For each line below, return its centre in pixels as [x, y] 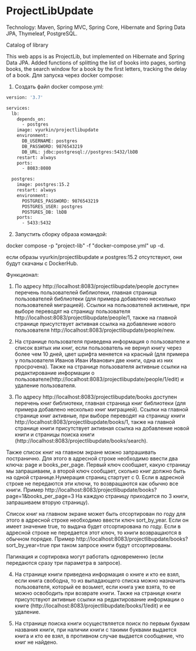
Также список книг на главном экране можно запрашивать [81, 452]
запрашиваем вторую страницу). [48, 502]
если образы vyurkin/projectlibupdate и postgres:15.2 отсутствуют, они [94, 257]
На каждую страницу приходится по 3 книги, [132, 496]
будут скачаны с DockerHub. [42, 263]
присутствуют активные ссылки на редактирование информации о [99, 600]
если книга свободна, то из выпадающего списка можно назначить [100, 581]
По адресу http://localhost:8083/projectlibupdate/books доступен [96, 397]
